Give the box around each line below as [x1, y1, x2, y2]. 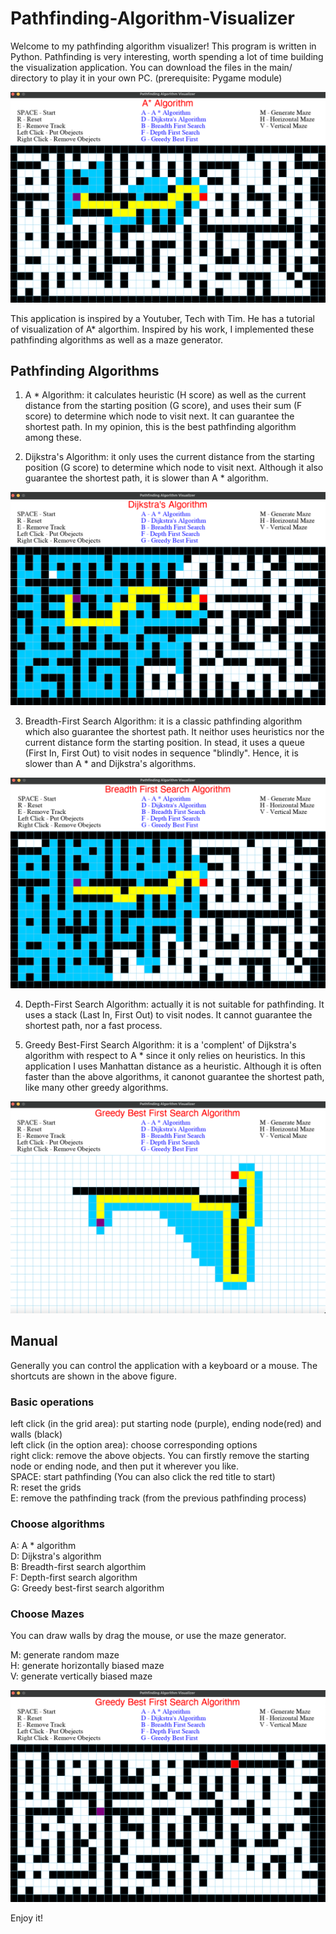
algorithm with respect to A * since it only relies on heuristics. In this [24, 1050, 306, 1062]
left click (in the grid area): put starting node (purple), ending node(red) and [10, 1417, 322, 1429]
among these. [24, 432, 82, 444]
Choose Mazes [10, 1607, 85, 1621]
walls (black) [10, 1428, 63, 1440]
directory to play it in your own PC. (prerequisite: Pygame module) [10, 72, 283, 84]
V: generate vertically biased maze [10, 1670, 153, 1682]
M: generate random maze [10, 1649, 120, 1661]
